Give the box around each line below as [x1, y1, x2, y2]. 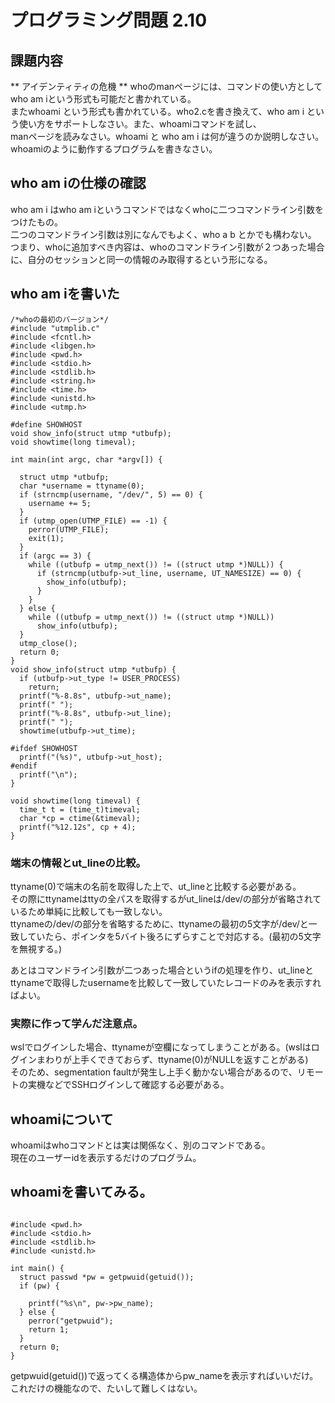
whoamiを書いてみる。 [10, 1184, 153, 1201]
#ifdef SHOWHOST [10, 743, 78, 753]
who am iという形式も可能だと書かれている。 [10, 93, 197, 105]
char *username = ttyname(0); [19, 481, 145, 491]
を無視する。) [10, 942, 63, 955]
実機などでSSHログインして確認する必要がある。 [27, 1079, 230, 1091]
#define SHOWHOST [10, 419, 83, 430]
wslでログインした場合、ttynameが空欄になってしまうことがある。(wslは [10, 1041, 312, 1053]
